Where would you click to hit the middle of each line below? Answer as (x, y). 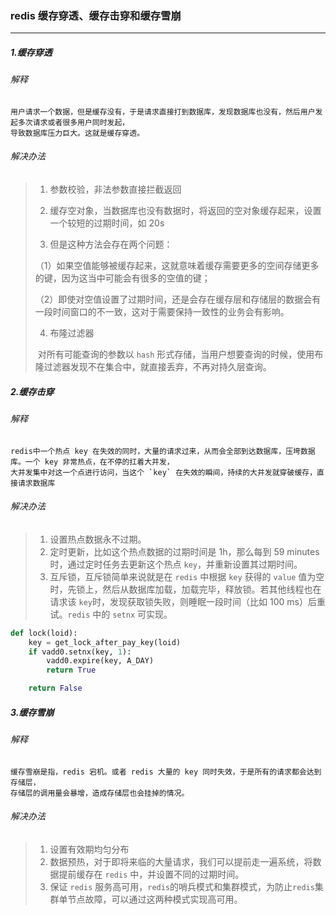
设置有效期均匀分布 (89, 849)
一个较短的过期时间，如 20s (107, 223)
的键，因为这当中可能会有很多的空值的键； (122, 278)
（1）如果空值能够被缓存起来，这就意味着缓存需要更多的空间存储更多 (177, 266)
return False (55, 688)
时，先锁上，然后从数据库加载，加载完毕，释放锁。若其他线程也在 (185, 589)
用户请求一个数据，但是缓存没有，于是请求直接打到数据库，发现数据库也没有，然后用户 (163, 112)
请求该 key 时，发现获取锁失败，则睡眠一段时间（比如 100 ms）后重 (187, 601)
